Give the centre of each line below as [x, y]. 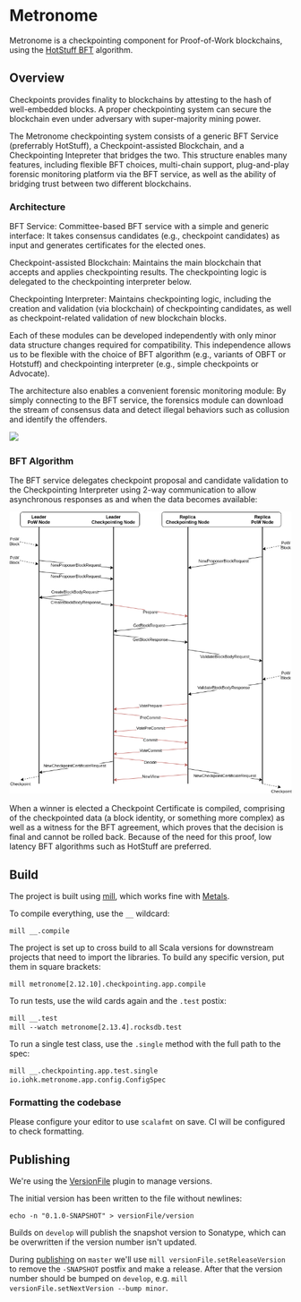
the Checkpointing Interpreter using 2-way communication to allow [133, 490]
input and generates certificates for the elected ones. [107, 245]
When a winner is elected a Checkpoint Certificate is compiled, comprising [147, 809]
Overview [37, 78]
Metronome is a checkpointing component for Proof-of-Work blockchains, [146, 40]
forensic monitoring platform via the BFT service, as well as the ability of [143, 174]
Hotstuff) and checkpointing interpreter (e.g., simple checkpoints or [134, 364]
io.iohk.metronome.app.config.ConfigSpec [88, 1080]
